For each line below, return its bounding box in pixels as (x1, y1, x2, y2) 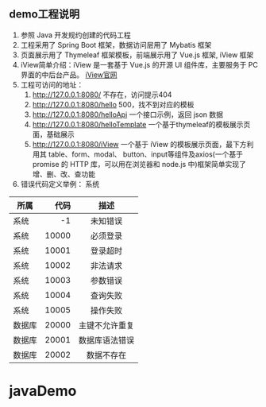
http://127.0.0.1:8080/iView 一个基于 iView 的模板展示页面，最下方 (32, 139, 247, 149)
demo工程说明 (9, 7, 80, 21)
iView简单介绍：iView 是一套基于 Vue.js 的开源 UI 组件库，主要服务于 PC (20, 60, 259, 69)
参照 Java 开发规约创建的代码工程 (20, 30, 131, 40)
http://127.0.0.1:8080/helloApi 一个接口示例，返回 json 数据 (32, 110, 224, 119)
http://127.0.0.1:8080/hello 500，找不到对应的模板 (32, 99, 195, 109)
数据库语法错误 (78, 335, 134, 346)
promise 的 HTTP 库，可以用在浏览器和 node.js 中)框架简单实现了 (32, 159, 247, 169)
